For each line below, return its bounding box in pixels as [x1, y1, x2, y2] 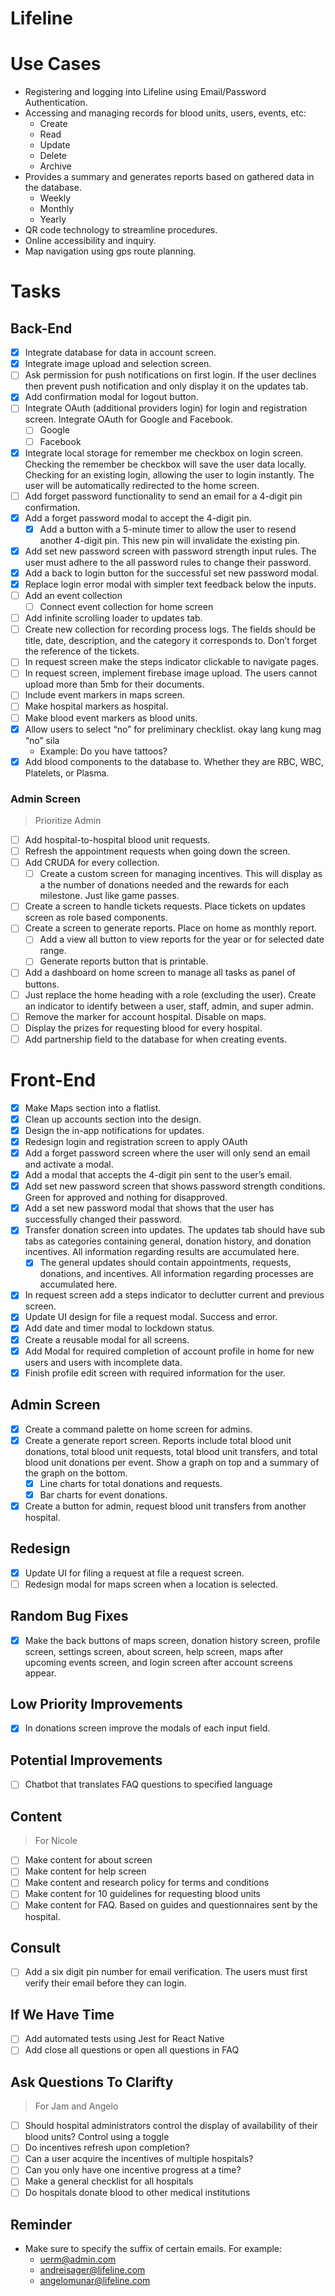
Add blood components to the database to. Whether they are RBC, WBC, [24, 755, 325, 767]
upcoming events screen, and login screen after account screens [24, 1656, 293, 1668]
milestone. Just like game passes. [39, 890, 180, 902]
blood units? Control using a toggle [24, 2131, 170, 2143]
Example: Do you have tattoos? [39, 745, 168, 757]
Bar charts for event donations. [39, 1488, 168, 1501]
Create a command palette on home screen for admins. [24, 1423, 253, 1435]
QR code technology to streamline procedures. [24, 224, 218, 236]
